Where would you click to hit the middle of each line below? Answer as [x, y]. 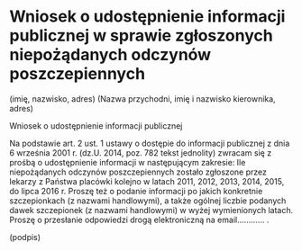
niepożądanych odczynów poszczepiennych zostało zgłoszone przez [138, 172]
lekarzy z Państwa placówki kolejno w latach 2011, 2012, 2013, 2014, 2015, [147, 181]
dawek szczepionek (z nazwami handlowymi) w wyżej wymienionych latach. [151, 210]
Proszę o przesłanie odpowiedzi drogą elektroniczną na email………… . [139, 220]
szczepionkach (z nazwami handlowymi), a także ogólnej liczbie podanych [148, 201]
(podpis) [25, 237]
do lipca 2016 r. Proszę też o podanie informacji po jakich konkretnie [136, 191]
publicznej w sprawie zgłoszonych [141, 36]
